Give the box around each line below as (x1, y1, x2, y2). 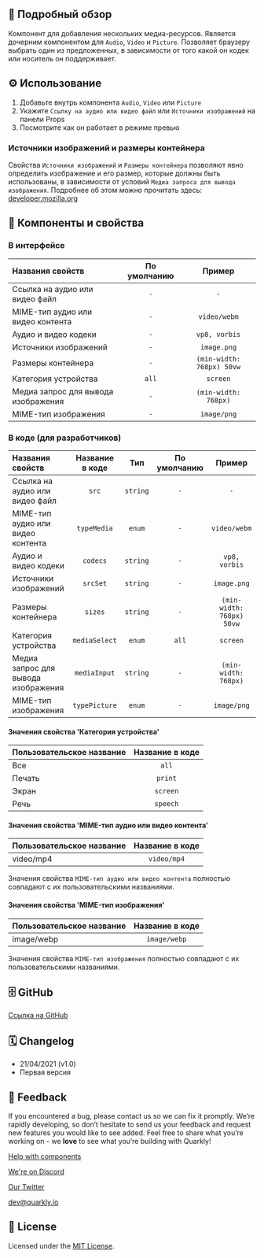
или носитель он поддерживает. (8, 54, 116, 63)
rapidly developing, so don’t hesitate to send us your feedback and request (8, 1119, 251, 1129)
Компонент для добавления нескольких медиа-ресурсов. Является (8, 28, 236, 38)
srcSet (82, 579, 108, 587)
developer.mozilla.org (8, 194, 79, 203)
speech (154, 800, 179, 808)
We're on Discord (8, 1167, 64, 1176)
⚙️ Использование (8, 76, 102, 91)
